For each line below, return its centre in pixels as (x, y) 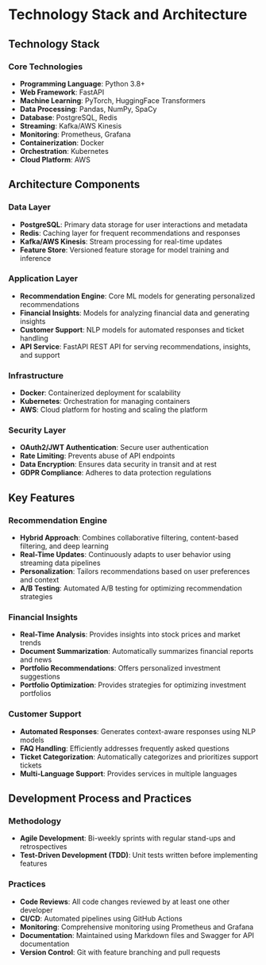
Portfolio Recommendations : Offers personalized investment (120, 668)
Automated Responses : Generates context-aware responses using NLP (138, 731)
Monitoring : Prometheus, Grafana (75, 134)
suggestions (40, 677)
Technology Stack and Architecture (128, 15)
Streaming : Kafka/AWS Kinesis (71, 125)
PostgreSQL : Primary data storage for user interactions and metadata (134, 225)
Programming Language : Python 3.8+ (82, 83)
